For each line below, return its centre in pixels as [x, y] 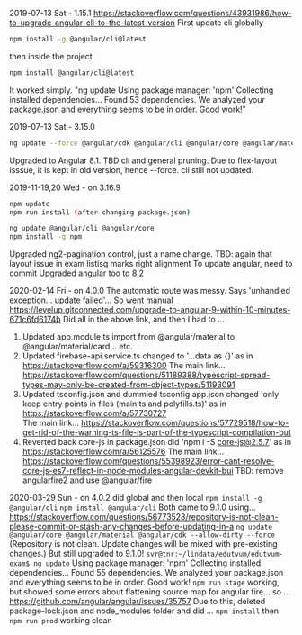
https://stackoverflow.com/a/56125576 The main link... [123, 452]
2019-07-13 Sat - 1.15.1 [50, 13]
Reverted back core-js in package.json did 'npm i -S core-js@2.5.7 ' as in [157, 442]
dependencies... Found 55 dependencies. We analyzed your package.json [147, 573]
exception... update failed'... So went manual [91, 300]
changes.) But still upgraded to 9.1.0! [77, 554]
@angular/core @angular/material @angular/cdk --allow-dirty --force [142, 535]
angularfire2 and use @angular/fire [87, 480]
